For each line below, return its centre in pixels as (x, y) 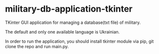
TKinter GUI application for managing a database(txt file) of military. (73, 22)
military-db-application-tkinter (69, 9)
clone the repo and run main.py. (37, 46)
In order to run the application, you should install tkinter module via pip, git (79, 41)
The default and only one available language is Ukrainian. (62, 32)
